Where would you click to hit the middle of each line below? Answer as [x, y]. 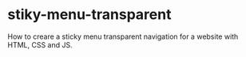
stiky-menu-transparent [89, 15]
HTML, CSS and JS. [40, 44]
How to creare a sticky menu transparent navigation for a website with [123, 36]
